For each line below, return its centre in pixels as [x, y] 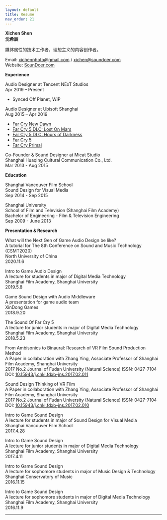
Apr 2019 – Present [25, 90]
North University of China [31, 256]
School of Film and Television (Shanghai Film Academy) [62, 211]
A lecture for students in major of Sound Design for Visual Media [71, 420]
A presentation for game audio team [42, 302]
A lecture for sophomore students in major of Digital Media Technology [78, 497]
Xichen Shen [19, 33]
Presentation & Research [31, 231]
